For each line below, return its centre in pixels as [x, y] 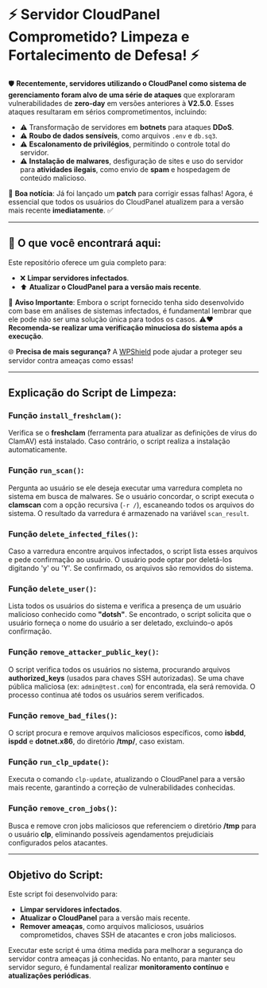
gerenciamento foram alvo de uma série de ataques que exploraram [122, 95]
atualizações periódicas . [50, 976]
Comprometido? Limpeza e [99, 37]
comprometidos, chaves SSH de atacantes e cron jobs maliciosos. [128, 935]
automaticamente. [38, 450]
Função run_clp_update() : [59, 762]
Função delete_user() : [52, 588]
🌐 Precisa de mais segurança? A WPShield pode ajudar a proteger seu [125, 351]
